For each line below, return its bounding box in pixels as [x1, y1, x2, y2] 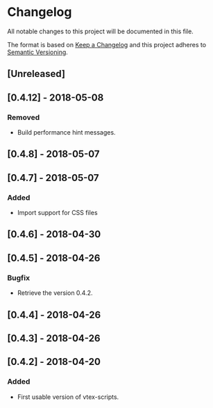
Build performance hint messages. [17, 128, 116, 137]
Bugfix [7, 273, 30, 282]
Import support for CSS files [17, 209, 99, 217]
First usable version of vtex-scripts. [17, 393, 119, 401]
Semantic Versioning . [7, 48, 68, 56]
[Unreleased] [7, 68, 66, 80]
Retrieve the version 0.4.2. [17, 289, 93, 297]
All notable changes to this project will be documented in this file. [7, 27, 194, 35]
